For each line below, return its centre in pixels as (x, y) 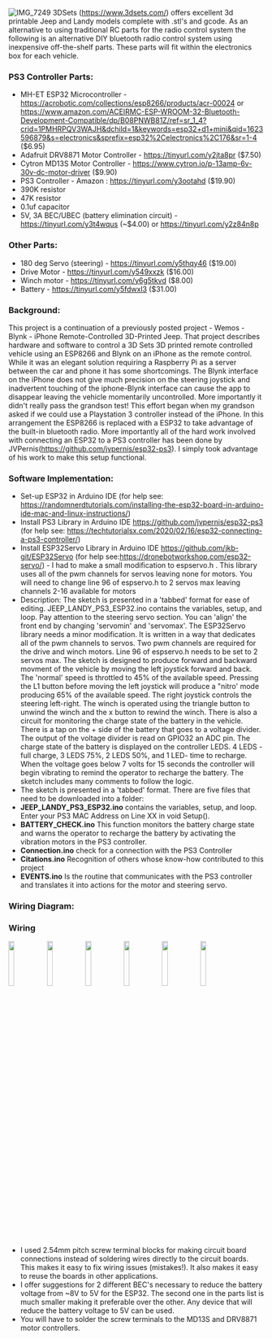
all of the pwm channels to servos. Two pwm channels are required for (138, 643)
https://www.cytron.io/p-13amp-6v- (192, 164)
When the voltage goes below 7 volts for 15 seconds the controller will (138, 764)
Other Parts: (33, 246)
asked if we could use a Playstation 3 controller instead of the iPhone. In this (136, 414)
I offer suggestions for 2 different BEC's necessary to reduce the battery (141, 1284)
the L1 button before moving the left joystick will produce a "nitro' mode (140, 687)
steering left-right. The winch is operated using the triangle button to (135, 704)
